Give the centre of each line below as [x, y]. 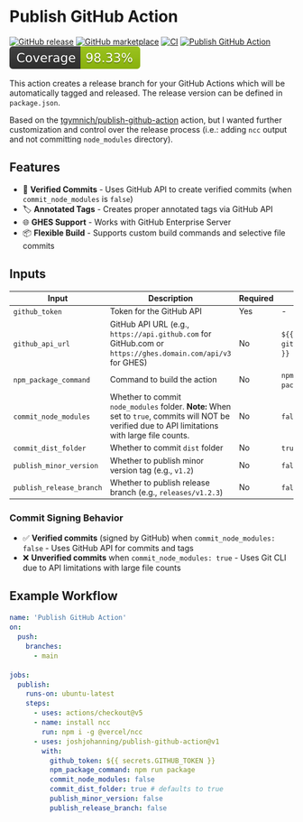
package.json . [35, 102]
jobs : [19, 675]
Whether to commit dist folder [166, 448]
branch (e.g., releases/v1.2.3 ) [166, 492]
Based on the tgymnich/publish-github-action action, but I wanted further [146, 120]
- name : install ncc [72, 723]
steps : [38, 704]
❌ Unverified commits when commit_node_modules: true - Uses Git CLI [154, 558]
